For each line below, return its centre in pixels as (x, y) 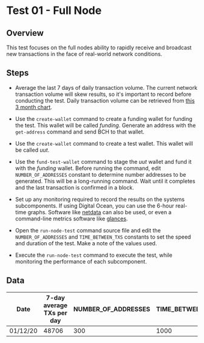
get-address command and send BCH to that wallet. (80, 132)
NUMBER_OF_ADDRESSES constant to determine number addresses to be (100, 174)
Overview (25, 33)
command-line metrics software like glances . (71, 219)
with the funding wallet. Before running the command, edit (88, 168)
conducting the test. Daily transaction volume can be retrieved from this (105, 100)
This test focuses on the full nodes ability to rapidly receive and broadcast (99, 47)
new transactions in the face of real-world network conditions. (84, 54)
